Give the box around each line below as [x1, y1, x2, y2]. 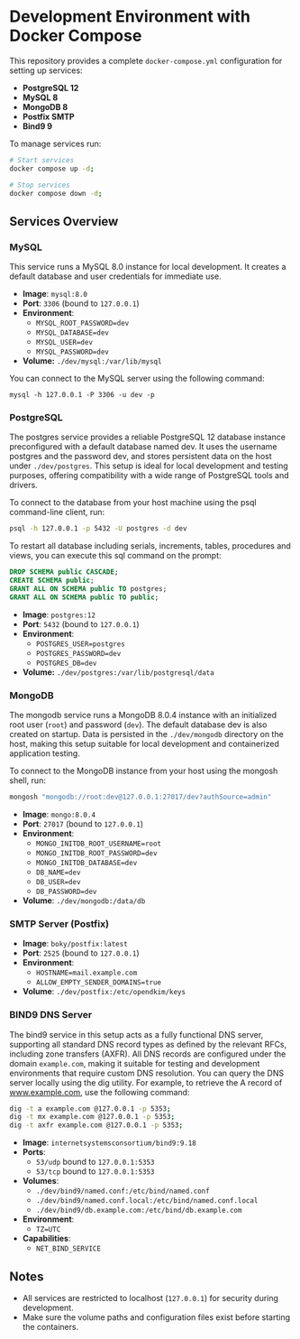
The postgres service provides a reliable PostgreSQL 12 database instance [9, 431, 286, 443]
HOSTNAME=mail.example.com [35, 968, 138, 978]
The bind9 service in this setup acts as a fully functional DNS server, [9, 1029, 264, 1039]
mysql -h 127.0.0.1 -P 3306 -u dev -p [9, 391, 155, 400]
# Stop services [9, 180, 70, 189]
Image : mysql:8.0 [22, 289, 88, 300]
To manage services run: [9, 138, 102, 149]
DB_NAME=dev [35, 868, 81, 877]
